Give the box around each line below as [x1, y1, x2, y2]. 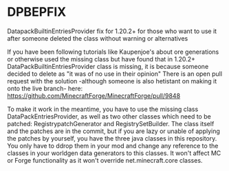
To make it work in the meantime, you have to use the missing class [7, 105, 199, 113]
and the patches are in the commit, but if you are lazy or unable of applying [7, 127, 220, 135]
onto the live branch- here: [7, 84, 83, 92]
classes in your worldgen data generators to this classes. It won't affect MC [7, 149, 221, 157]
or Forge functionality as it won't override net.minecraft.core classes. [7, 156, 203, 164]
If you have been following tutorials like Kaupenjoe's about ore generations [7, 48, 219, 56]
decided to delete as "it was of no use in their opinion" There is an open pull [7, 70, 222, 78]
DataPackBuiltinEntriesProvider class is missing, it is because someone [7, 62, 209, 70]
